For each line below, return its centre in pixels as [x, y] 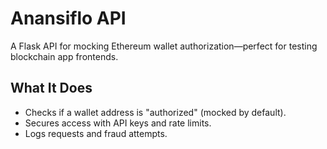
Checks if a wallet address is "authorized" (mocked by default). [155, 112]
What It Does [51, 88]
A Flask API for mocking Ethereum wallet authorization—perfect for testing [164, 46]
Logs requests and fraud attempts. [96, 133]
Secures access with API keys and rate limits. [118, 123]
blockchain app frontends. [64, 56]
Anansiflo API [68, 18]
